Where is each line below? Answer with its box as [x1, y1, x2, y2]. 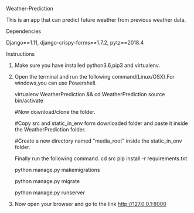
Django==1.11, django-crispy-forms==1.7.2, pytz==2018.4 [6, 39, 144, 46]
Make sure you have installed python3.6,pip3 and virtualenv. [14, 62, 160, 69]
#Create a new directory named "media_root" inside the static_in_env [14, 137, 182, 144]
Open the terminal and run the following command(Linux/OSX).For [14, 73, 175, 80]
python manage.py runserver [14, 189, 85, 196]
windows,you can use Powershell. [14, 79, 97, 86]
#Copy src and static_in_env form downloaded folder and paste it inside [14, 120, 189, 127]
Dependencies [6, 28, 42, 35]
